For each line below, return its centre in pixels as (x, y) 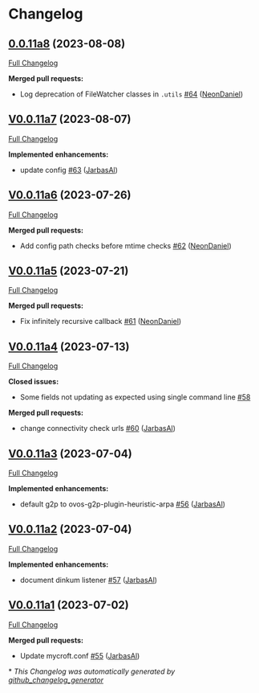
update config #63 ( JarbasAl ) (69, 170)
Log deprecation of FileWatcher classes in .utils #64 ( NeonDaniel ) (132, 94)
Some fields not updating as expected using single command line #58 (135, 397)
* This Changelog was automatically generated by (92, 671)
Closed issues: (34, 382)
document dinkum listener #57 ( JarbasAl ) (89, 580)
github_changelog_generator (56, 679)
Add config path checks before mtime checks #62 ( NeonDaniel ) (126, 245)
